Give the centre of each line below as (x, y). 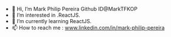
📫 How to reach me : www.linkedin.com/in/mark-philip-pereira (88, 28)
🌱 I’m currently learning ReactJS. (52, 21)
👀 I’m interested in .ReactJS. (46, 15)
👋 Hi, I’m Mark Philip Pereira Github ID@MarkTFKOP (74, 9)
